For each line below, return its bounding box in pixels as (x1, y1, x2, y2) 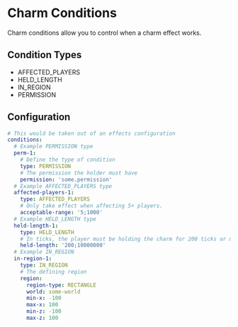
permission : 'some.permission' (20, 176, 113, 183)
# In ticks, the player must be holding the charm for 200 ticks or (20, 235, 227, 243)
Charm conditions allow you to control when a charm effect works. (7, 28, 202, 37)
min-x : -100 (25, 294, 62, 302)
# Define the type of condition (20, 156, 115, 164)
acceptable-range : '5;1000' (20, 209, 103, 216)
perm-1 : (13, 150, 37, 157)
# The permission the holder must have (20, 169, 138, 177)
